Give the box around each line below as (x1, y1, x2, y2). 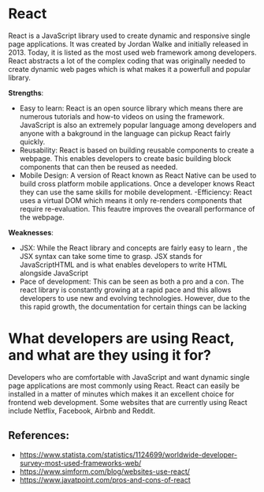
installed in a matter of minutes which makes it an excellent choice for (8, 389, 235, 399)
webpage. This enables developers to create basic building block (19, 153, 232, 163)
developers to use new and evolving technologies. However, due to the (19, 293, 251, 302)
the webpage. (19, 212, 65, 222)
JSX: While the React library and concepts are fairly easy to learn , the (19, 242, 248, 253)
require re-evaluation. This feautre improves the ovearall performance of (19, 204, 255, 213)
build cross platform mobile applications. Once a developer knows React (19, 178, 255, 188)
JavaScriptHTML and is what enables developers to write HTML (19, 260, 228, 269)
